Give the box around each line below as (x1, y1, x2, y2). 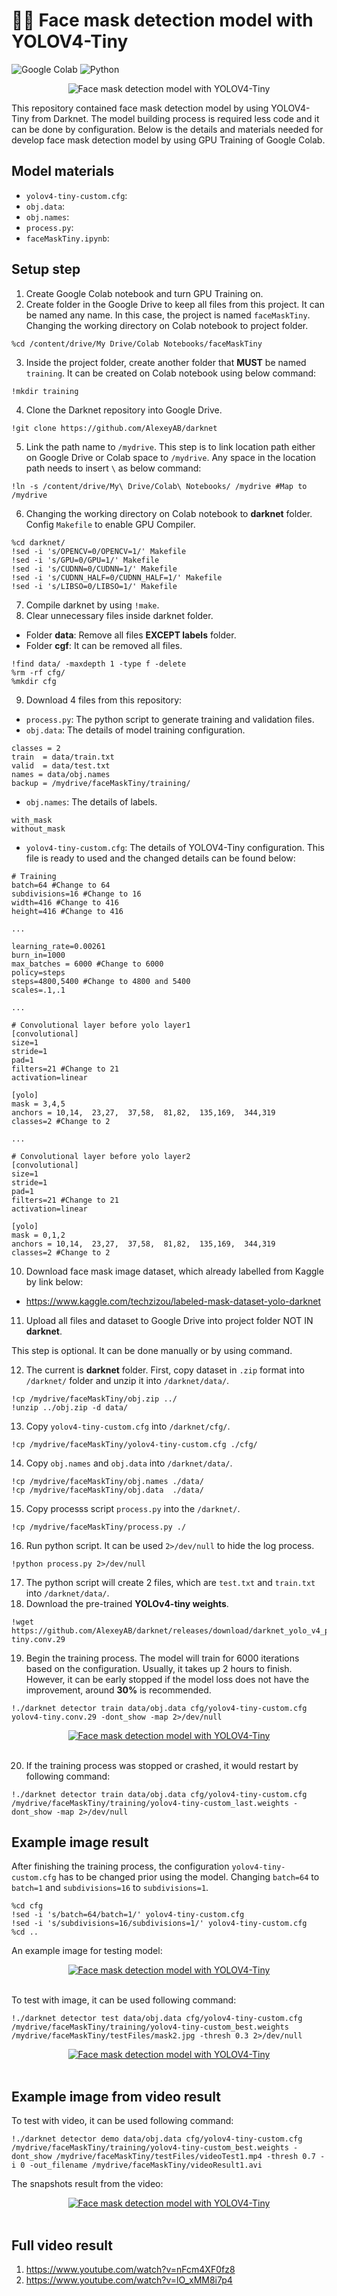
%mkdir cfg (11, 676, 57, 686)
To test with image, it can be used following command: (11, 1994, 237, 2006)
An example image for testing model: (11, 1945, 163, 1957)
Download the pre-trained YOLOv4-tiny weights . (25, 1597, 229, 1609)
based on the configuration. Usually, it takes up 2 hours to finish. (25, 1662, 293, 1674)
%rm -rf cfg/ (11, 667, 66, 678)
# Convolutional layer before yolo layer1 (11, 1020, 191, 1030)
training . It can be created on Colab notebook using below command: (25, 367, 317, 379)
